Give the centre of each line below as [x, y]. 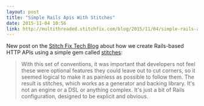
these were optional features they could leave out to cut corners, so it [108, 71]
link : [13, 29]
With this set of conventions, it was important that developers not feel [108, 64]
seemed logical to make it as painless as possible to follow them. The [107, 77]
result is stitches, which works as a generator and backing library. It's [108, 84]
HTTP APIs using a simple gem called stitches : [64, 53]
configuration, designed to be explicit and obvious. [85, 96]
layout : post [23, 12]
